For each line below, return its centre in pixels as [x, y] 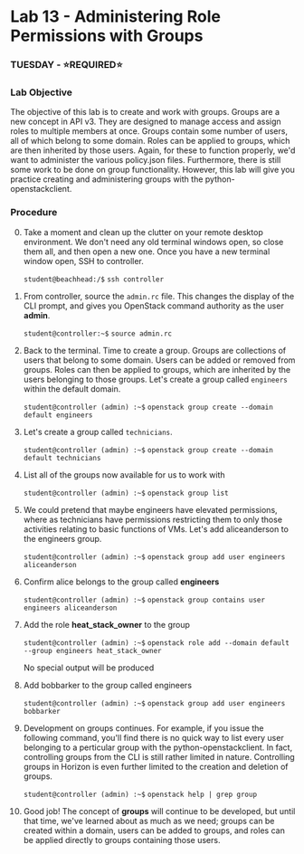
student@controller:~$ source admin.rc [98, 333]
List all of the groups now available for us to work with [124, 474]
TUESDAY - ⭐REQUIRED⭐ [66, 65]
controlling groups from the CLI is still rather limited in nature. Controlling [159, 756]
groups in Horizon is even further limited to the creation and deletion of [156, 766]
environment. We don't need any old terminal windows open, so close [153, 242]
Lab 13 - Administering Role [115, 17]
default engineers [58, 415]
